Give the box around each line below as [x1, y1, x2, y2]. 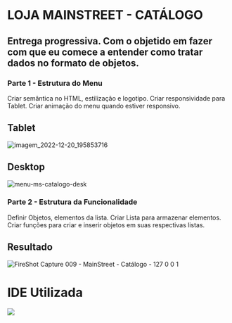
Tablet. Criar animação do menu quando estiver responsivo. [7, 101, 181, 110]
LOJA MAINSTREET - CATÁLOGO [7, 7, 204, 23]
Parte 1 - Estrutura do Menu [7, 78, 103, 88]
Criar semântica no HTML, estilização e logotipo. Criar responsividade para [7, 94, 226, 102]
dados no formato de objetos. [7, 57, 139, 69]
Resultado [7, 241, 53, 253]
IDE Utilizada [7, 284, 83, 300]
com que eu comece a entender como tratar [7, 46, 203, 58]
